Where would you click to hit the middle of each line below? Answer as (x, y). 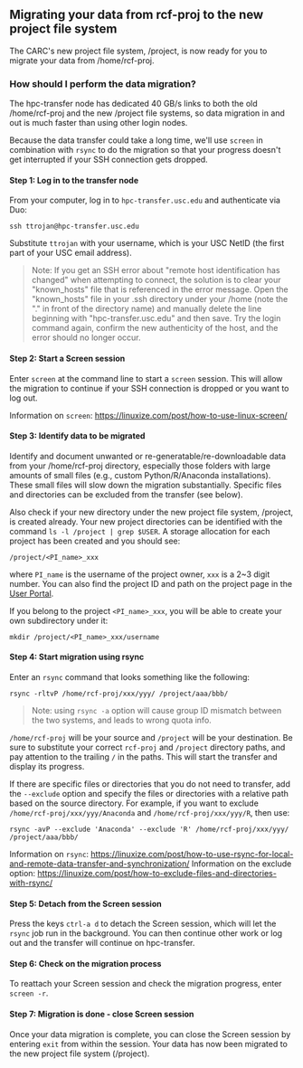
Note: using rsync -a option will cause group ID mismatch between (156, 710)
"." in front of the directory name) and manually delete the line (147, 309)
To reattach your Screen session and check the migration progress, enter (146, 984)
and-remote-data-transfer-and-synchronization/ (99, 864)
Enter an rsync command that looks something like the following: (130, 676)
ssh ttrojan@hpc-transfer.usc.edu (75, 227)
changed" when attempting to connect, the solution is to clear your (156, 280)
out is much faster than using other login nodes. (99, 123)
